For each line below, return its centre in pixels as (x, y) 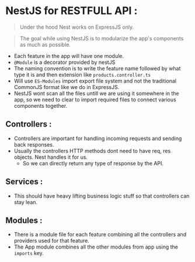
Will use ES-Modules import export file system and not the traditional (95, 81)
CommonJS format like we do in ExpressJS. (67, 87)
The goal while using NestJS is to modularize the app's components (102, 38)
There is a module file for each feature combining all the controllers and (100, 234)
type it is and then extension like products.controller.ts (82, 74)
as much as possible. (45, 45)
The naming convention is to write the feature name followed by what (97, 68)
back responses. (34, 144)
